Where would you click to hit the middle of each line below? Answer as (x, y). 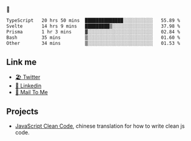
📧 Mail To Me (32, 92)
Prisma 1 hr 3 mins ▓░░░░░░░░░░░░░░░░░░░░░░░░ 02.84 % (93, 32)
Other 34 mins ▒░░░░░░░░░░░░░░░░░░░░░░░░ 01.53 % (93, 43)
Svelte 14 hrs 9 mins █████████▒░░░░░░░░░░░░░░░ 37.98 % (93, 26)
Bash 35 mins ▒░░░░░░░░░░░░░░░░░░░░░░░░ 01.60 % (93, 37)
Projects (22, 112)
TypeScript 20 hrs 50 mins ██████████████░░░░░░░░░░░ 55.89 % (93, 21)
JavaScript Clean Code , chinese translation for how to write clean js (100, 126)
